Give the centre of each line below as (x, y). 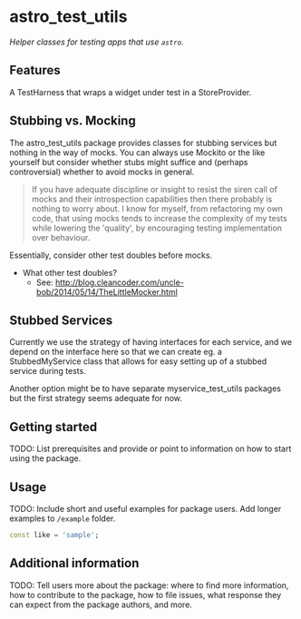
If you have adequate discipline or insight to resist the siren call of (155, 189)
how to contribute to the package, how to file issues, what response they (146, 594)
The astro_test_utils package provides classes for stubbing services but (143, 142)
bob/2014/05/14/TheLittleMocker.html (107, 291)
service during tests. (48, 371)
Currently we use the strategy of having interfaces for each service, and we (151, 342)
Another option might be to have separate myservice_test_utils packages (145, 388)
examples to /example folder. (63, 518)
